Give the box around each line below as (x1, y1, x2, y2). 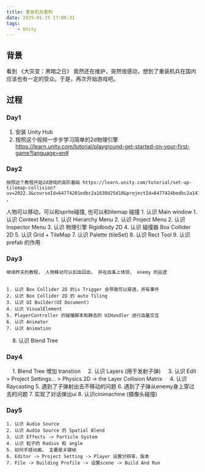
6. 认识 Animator (6, 319, 49, 325)
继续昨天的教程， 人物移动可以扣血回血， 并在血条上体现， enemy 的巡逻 (6, 270, 168, 276)
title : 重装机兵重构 (6, 9, 53, 15)
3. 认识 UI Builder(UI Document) (6, 300, 90, 306)
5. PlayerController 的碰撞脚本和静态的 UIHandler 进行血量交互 (6, 312, 160, 319)
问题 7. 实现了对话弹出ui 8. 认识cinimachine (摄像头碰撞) (16, 390, 157, 397)
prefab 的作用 (6, 239, 41, 246)
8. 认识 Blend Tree (12, 337, 59, 344)
